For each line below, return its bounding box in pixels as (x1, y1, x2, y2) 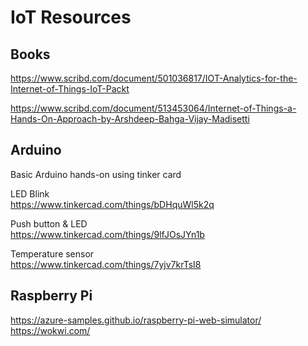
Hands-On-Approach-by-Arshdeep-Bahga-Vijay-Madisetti (10, 113, 250, 125)
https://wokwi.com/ (10, 324, 91, 336)
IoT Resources (10, 6, 132, 29)
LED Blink (10, 187, 50, 200)
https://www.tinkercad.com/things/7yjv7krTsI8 (10, 258, 202, 270)
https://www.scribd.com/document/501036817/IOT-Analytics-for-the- (10, 72, 298, 84)
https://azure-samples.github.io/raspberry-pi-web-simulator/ (10, 314, 262, 326)
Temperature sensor (10, 247, 95, 260)
